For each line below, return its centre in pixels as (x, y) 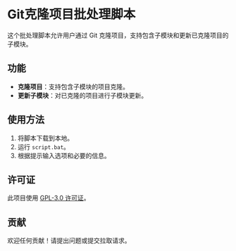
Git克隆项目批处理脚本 (72, 14)
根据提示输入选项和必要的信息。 (64, 155)
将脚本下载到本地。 (45, 138)
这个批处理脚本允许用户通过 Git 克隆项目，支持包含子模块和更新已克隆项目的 (118, 35)
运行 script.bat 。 (44, 147)
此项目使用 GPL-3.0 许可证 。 (49, 198)
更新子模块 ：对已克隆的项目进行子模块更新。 (82, 95)
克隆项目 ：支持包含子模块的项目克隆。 (73, 86)
